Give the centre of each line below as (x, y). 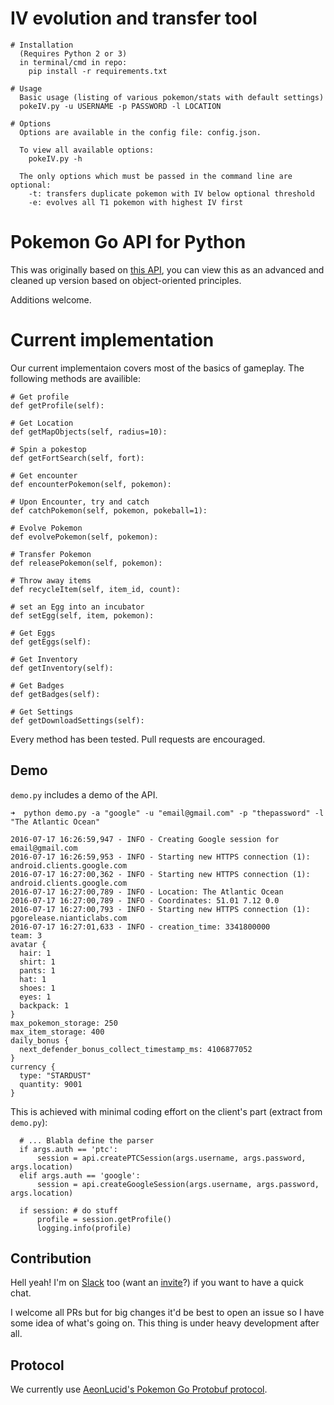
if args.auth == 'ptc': (68, 1149)
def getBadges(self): (55, 694)
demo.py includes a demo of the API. (84, 794)
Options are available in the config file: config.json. (140, 132)
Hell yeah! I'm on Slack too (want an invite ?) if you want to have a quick (157, 1283)
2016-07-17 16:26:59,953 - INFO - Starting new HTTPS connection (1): (160, 857)
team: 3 (26, 935)
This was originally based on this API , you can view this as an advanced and (167, 269)
